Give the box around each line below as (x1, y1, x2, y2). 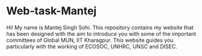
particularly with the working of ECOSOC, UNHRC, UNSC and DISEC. (6, 43, 178, 50)
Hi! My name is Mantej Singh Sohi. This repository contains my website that (6, 24, 194, 31)
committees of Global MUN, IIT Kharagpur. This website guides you (6, 36, 174, 43)
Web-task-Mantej (6, 4, 97, 18)
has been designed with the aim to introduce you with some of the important (6, 30, 197, 37)
